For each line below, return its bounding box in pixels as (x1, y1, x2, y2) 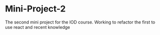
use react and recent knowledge (5, 24, 70, 30)
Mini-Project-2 (5, 3, 66, 14)
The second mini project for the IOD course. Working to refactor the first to (5, 19, 155, 25)
